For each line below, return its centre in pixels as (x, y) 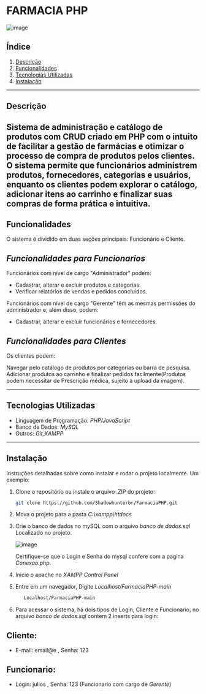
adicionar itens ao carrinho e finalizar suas (90, 194)
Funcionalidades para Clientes (67, 341)
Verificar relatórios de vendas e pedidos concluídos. (81, 292)
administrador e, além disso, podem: (52, 310)
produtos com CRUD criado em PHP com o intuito (102, 136)
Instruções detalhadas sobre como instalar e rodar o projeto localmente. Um (103, 473)
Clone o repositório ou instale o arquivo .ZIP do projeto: (85, 491)
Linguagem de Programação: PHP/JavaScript (73, 420)
